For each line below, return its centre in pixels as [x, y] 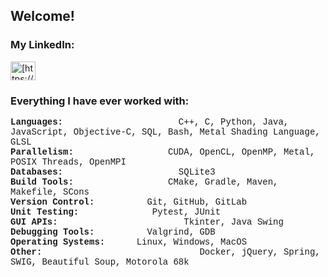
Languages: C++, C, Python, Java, [150, 122]
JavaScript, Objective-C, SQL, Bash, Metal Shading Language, [165, 132]
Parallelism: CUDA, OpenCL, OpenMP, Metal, [163, 152]
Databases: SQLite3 [113, 172]
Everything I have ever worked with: [100, 101]
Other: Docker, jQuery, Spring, [165, 252]
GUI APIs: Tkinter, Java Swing [147, 222]
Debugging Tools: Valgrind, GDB [113, 232]
